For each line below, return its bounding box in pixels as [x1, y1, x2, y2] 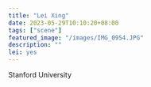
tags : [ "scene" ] [8, 26, 62, 34]
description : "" [8, 41, 62, 49]
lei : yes [8, 48, 37, 56]
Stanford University [8, 70, 72, 79]
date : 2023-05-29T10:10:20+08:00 [8, 19, 119, 27]
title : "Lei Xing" [8, 11, 69, 20]
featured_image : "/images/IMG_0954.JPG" [8, 33, 145, 42]
